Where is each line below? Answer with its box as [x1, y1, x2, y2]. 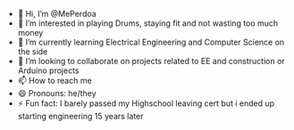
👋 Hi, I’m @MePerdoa [17, 9, 97, 19]
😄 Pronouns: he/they [17, 88, 97, 98]
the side [17, 46, 48, 57]
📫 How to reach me [17, 76, 92, 85]
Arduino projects [17, 65, 80, 76]
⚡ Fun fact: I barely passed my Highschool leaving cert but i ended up [17, 98, 275, 109]
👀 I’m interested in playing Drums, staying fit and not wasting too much [17, 18, 279, 28]
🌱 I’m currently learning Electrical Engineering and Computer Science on [17, 37, 285, 47]
